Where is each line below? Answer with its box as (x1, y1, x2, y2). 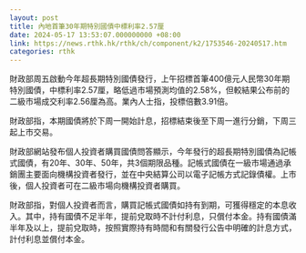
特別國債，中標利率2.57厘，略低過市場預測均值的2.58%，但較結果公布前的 (9, 85, 290, 96)
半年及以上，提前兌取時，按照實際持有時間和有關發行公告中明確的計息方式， (9, 222, 297, 233)
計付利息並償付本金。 (9, 234, 89, 245)
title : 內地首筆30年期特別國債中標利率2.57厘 (9, 22, 165, 31)
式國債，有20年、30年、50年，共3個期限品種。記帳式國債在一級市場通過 (9, 157, 284, 168)
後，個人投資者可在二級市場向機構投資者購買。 (9, 180, 185, 191)
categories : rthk (9, 47, 76, 56)
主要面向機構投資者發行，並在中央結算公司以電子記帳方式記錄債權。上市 (25, 169, 297, 180)
